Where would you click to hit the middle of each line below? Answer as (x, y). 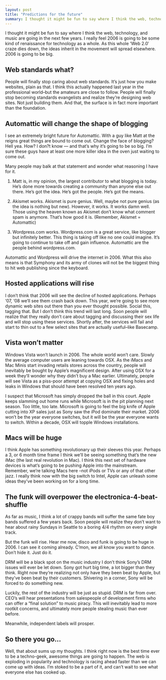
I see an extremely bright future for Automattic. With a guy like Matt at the (80, 135)
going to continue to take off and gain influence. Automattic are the (81, 243)
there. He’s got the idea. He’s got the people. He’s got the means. (78, 192)
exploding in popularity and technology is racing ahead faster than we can (81, 662)
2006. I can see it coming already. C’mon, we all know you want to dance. (80, 547)
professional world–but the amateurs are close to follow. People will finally (80, 92)
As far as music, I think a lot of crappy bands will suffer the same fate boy (80, 517)
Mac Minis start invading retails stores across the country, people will (76, 365)
